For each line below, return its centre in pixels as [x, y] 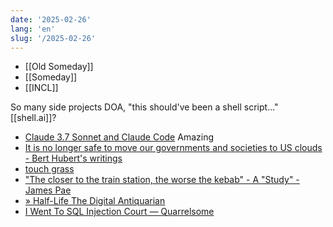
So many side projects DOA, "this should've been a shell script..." [144, 107]
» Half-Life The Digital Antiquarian [95, 201]
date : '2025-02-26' [51, 19]
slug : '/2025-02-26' [53, 38]
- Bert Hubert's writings [73, 158]
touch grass [49, 169]
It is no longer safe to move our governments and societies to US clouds [173, 148]
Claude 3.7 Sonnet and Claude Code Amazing [119, 137]
